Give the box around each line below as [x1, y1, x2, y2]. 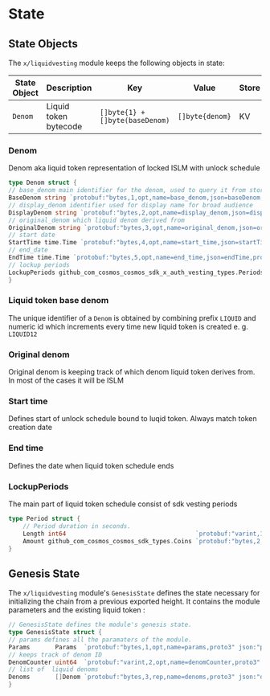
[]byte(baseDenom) [100, 116, 170, 125]
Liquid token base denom [8, 295, 109, 306]
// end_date [8, 246, 48, 254]
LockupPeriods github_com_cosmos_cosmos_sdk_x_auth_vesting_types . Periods [8, 268, 264, 276]
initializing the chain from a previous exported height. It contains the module [8, 596, 260, 607]
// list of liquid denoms [8, 665, 99, 673]
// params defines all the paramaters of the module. [8, 636, 193, 644]
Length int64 [22, 530, 67, 538]
